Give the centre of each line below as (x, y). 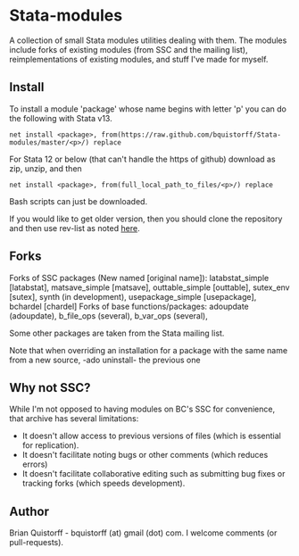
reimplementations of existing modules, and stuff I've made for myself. (139, 59)
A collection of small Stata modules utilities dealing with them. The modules (148, 40)
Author (29, 511)
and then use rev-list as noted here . (75, 228)
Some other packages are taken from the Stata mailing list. (117, 333)
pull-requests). (37, 543)
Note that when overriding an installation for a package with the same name (149, 350)
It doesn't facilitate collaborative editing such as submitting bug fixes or (154, 474)
